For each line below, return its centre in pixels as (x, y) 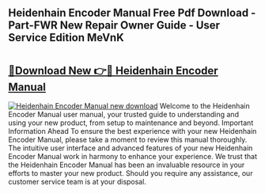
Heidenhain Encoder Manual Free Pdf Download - (132, 13)
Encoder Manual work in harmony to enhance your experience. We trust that (133, 156)
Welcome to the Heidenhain (205, 106)
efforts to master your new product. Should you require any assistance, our (131, 173)
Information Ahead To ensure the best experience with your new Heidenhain (132, 131)
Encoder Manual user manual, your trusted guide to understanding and (124, 114)
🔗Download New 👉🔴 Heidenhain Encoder (114, 70)
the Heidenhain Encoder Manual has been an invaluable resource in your (127, 165)
